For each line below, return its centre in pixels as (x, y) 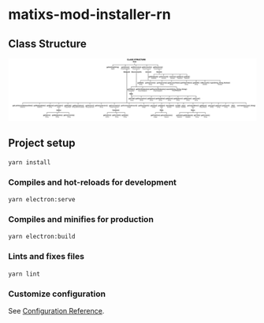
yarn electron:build (42, 237)
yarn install (30, 162)
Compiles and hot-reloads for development (93, 182)
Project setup (42, 143)
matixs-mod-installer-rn (89, 15)
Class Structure (47, 44)
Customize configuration (57, 294)
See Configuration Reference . (56, 310)
